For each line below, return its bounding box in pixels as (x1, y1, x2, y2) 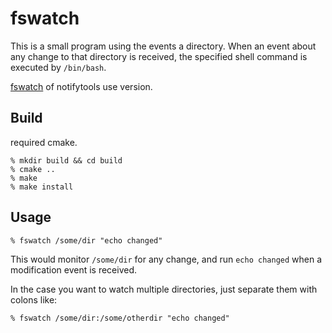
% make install (10, 182, 74, 192)
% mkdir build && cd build (10, 155, 123, 166)
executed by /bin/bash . (10, 61, 107, 73)
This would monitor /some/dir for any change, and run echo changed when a (10, 253, 323, 265)
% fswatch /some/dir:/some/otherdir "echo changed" (10, 313, 230, 323)
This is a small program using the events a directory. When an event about (10, 40, 317, 52)
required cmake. (10, 136, 78, 148)
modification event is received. (10, 263, 138, 276)
